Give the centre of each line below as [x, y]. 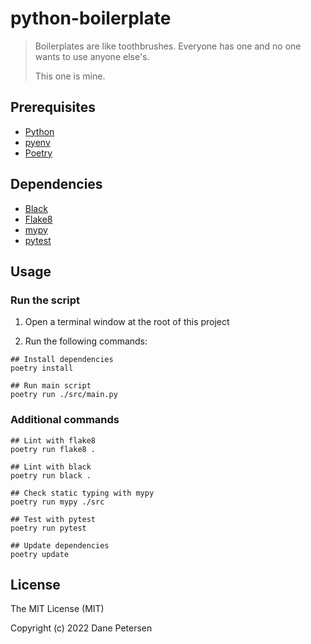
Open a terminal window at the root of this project [127, 322]
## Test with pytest [53, 519]
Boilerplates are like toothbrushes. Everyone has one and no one [168, 46]
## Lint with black [51, 467]
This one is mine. [70, 76]
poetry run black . [51, 475]
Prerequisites [53, 107]
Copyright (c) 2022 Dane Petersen [81, 628]
